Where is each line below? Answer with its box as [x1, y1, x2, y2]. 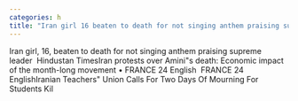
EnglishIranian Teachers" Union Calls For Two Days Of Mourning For [9, 74, 259, 84]
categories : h [9, 12, 62, 22]
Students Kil [9, 83, 54, 94]
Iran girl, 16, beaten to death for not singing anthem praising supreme [9, 45, 262, 56]
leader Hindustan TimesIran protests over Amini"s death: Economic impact [9, 55, 284, 66]
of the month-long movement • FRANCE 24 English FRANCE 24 [9, 64, 244, 75]
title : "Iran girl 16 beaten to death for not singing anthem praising [9, 21, 279, 30]
